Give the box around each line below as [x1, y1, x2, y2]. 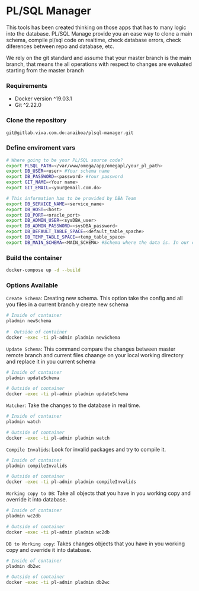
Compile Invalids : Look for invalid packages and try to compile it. [6, 446, 166, 453]
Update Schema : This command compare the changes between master [6, 345, 176, 352]
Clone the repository [6, 116, 67, 125]
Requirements [6, 81, 48, 90]
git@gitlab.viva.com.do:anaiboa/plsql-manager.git [6, 129, 134, 136]
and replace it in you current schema [6, 358, 96, 365]
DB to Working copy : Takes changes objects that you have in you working [6, 540, 185, 547]
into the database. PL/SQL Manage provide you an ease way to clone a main [6, 30, 192, 37]
